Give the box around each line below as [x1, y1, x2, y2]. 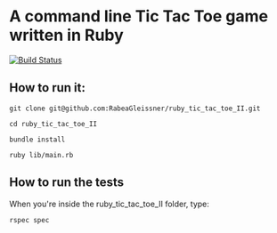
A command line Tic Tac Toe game [9, 6, 269, 27]
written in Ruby [9, 25, 125, 45]
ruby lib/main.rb [9, 150, 74, 159]
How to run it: [9, 80, 86, 95]
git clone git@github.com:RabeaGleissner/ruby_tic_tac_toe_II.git [9, 104, 261, 113]
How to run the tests [9, 175, 125, 190]
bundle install [9, 135, 66, 144]
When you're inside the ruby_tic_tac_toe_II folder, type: [9, 198, 209, 209]
